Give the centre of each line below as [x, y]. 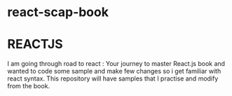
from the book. [29, 86]
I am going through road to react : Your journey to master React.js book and [116, 64]
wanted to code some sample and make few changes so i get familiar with [114, 71]
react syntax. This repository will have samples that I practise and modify [113, 78]
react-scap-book [58, 12]
